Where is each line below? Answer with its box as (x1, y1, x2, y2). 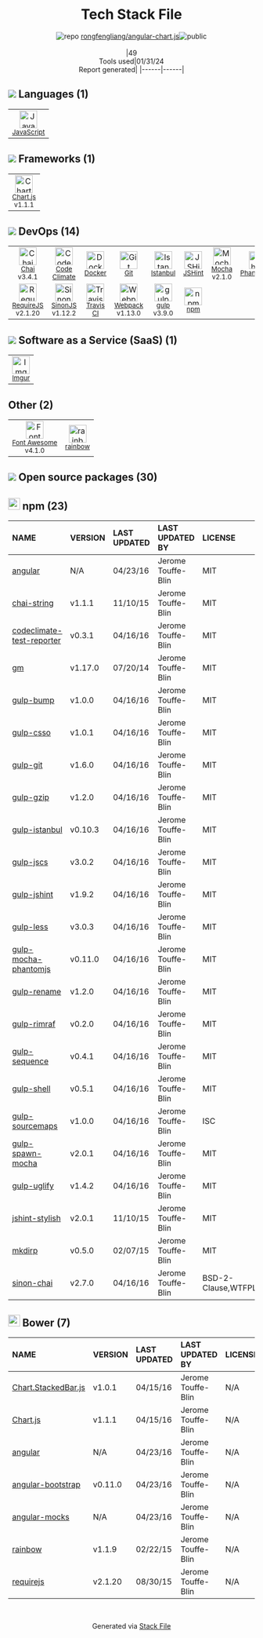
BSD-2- (202, 1273, 234, 1284)
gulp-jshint (12, 889, 53, 900)
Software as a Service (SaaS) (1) (18, 334, 178, 347)
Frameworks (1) (18, 152, 95, 166)
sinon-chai (12, 1278, 53, 1289)
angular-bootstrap (12, 1479, 81, 1490)
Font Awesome (12, 438, 58, 447)
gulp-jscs (12, 857, 49, 868)
